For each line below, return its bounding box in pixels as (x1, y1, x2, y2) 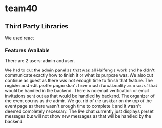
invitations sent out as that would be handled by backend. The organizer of (5, 93, 155, 99)
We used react (5, 35, 34, 41)
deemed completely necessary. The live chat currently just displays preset (5, 108, 154, 114)
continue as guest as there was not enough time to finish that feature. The (5, 78, 153, 84)
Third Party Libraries (5, 22, 69, 30)
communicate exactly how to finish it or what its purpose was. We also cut (5, 72, 154, 78)
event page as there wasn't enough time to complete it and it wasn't (5, 103, 141, 109)
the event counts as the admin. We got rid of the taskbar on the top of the (5, 98, 152, 104)
